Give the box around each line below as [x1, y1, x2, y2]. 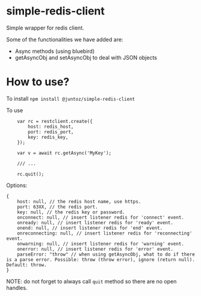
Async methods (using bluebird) [14, 47, 95, 55]
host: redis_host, [28, 124, 74, 130]
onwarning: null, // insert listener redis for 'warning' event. [17, 241, 185, 247]
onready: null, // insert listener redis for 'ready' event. [17, 219, 173, 225]
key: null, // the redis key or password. [17, 209, 125, 215]
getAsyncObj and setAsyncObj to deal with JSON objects [14, 54, 158, 61]
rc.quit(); [17, 171, 45, 177]
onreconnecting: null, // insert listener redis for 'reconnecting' [17, 230, 193, 236]
